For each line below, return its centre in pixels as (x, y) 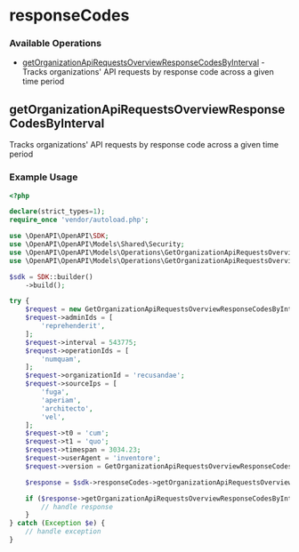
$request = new (53, 309)
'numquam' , (61, 359)
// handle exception (63, 532)
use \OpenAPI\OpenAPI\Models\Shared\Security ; (97, 244)
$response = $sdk (57, 482)
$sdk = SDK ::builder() (51, 276)
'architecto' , (67, 408)
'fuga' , (55, 392)
